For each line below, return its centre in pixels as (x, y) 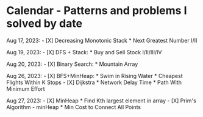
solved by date (45, 23)
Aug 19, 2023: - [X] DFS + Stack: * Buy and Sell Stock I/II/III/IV (84, 52)
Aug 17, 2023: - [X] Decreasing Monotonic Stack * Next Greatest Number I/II (102, 40)
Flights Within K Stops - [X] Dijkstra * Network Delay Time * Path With (94, 82)
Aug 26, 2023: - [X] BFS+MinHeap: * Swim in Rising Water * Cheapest (94, 76)
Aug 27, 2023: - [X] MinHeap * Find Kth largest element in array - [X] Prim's (101, 101)
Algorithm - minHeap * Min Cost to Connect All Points (74, 107)
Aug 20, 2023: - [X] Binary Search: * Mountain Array (72, 64)
